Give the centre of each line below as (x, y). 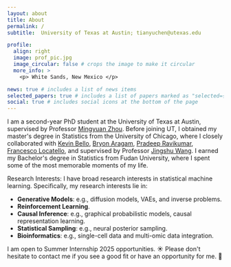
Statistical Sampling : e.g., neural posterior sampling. (92, 229)
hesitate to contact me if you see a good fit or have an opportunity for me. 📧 (115, 256)
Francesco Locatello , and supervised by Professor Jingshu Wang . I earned (113, 151)
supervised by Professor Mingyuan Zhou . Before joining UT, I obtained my (112, 129)
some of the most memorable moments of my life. (78, 165)
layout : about (27, 13)
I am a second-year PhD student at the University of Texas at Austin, (104, 121)
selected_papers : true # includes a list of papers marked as (98, 96)
